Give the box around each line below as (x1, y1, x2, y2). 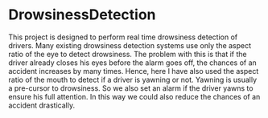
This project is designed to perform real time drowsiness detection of (8, 32, 238, 42)
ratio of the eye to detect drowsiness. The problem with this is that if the (8, 49, 247, 59)
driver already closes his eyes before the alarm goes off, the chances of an (8, 58, 258, 67)
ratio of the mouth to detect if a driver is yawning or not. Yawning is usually (8, 75, 258, 84)
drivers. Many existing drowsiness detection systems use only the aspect (8, 40, 252, 50)
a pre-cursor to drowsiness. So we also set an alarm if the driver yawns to (8, 83, 254, 93)
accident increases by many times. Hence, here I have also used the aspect (8, 66, 259, 75)
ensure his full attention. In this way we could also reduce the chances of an (8, 92, 261, 101)
